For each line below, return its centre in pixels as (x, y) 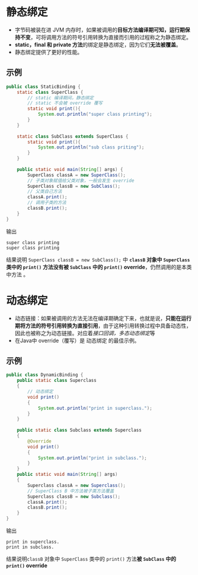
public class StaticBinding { (44, 87)
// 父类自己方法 (45, 192)
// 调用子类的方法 (47, 203)
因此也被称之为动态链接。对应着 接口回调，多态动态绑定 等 (85, 333)
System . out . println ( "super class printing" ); (95, 114)
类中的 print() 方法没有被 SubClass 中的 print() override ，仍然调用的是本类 (99, 267)
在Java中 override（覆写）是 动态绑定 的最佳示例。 (77, 340)
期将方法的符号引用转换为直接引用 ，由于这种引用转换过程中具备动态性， (103, 326)
